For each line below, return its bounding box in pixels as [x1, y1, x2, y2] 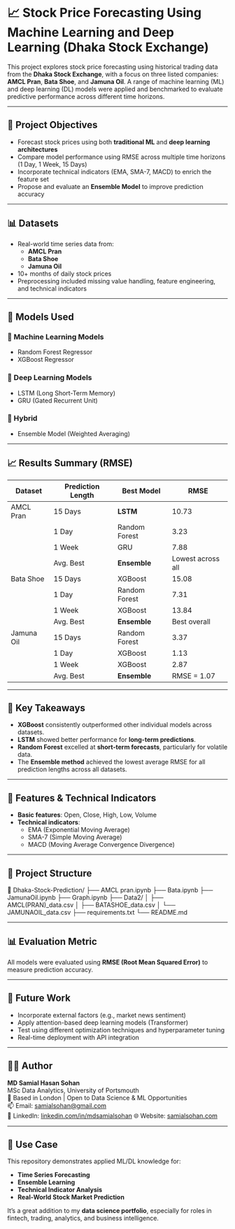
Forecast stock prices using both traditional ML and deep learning [17, 137, 211, 146]
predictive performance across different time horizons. [7, 92, 165, 101]
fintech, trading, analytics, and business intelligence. [7, 1214, 159, 1223]
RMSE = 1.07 [171, 670, 215, 680]
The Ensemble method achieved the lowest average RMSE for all [17, 758, 206, 766]
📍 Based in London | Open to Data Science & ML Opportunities [7, 1093, 187, 1102]
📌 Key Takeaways [7, 702, 86, 714]
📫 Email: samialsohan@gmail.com [7, 1101, 107, 1109]
